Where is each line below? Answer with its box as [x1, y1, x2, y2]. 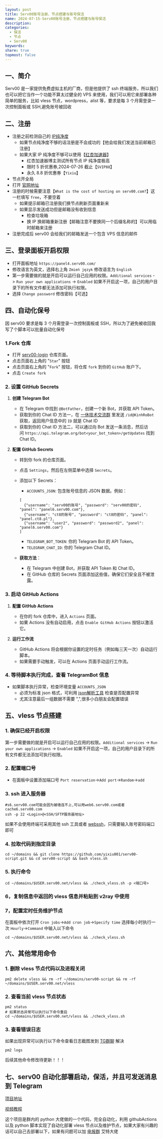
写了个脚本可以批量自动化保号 [5, 326, 65, 332]
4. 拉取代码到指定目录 [5, 841, 56, 848]
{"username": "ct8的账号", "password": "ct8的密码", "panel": [23, 512, 148, 517]
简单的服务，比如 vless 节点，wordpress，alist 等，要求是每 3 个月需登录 [5, 98, 152, 104]
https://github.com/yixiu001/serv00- [61, 852, 138, 857]
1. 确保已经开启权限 [5, 727, 50, 734]
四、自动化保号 [5, 307, 50, 315]
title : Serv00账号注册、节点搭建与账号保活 [5, 12, 84, 17]
